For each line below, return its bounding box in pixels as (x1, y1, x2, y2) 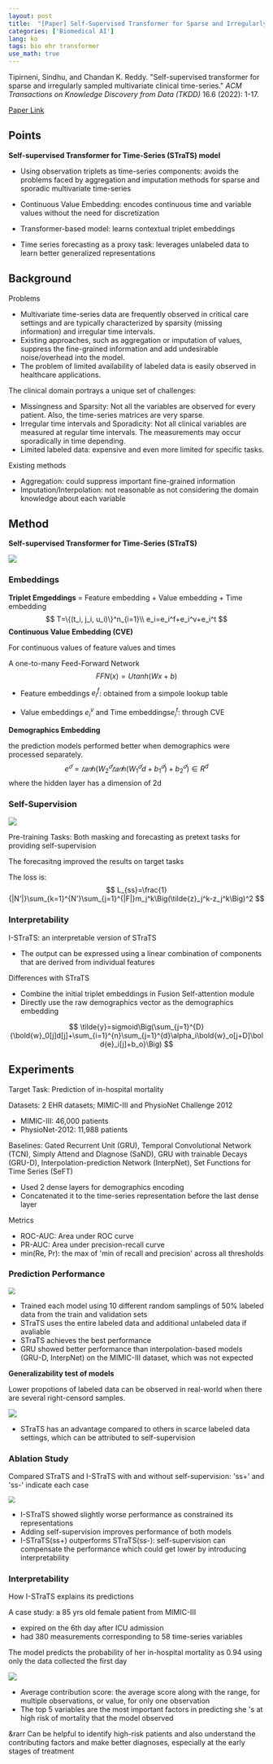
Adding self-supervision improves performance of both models (19, 1526, 232, 1536)
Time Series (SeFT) (8, 1166, 73, 1176)
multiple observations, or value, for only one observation (19, 1696, 210, 1705)
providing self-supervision (8, 840, 97, 851)
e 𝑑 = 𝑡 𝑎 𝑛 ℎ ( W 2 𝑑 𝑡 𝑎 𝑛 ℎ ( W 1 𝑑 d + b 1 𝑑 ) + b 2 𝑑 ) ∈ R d (64, 762, 209, 775)
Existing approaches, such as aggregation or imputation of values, (19, 335, 242, 344)
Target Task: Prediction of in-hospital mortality (8, 1084, 164, 1094)
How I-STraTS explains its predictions (8, 1591, 134, 1601)
